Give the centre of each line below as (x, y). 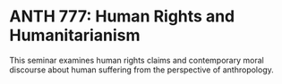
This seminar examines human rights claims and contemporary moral (137, 60)
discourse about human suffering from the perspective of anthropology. (142, 70)
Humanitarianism (75, 35)
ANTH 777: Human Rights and (122, 17)
